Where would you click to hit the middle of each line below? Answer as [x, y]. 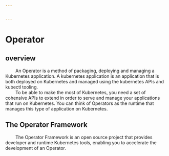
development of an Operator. [36, 148]
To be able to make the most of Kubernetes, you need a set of [80, 92]
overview [20, 59]
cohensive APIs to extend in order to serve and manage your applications [83, 98]
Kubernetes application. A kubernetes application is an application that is [82, 76]
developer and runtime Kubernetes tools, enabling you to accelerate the [81, 142]
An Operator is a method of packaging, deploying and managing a [85, 71]
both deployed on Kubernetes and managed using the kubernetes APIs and [85, 81]
